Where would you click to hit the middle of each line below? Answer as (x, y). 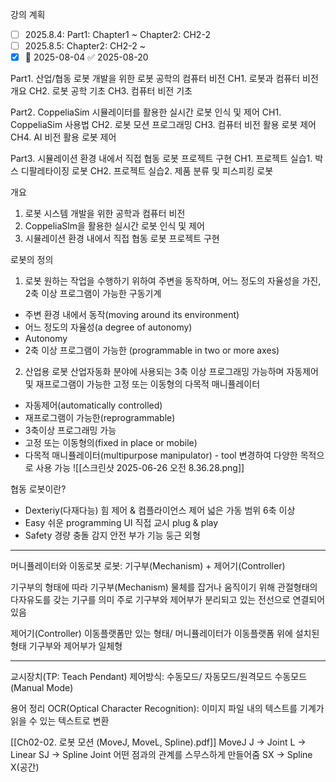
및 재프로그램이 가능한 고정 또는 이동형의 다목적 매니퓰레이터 (142, 384)
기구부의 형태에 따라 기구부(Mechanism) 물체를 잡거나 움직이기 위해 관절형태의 (164, 587)
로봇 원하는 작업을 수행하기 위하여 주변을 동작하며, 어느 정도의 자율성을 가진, (173, 281)
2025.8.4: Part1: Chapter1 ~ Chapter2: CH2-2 (117, 34)
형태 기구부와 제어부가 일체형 (66, 646)
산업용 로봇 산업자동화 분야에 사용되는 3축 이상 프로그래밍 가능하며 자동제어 (171, 372)
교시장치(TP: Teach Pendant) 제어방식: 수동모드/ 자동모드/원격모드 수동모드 (159, 677)
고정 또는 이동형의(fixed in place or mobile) (111, 443)
